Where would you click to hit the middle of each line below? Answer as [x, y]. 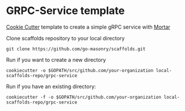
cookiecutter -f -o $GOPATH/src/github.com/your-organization [84, 97]
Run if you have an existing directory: [51, 86]
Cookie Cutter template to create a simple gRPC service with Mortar [88, 27]
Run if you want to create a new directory [56, 60]
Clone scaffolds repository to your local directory [65, 38]
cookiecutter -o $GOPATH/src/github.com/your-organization [80, 70]
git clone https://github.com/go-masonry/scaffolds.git [76, 49]
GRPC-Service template [65, 11]
